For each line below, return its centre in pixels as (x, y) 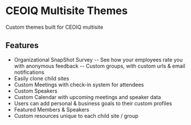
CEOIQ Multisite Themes (67, 11)
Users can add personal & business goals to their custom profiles (93, 103)
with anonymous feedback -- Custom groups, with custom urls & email (100, 66)
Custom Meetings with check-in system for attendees (79, 85)
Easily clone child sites (41, 78)
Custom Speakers (36, 91)
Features (22, 45)
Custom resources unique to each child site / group (76, 116)
